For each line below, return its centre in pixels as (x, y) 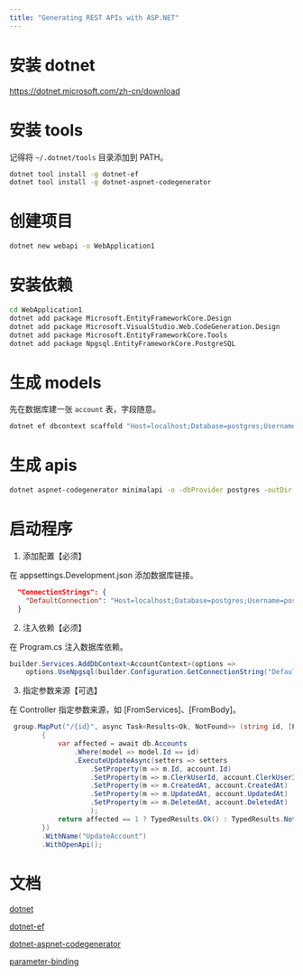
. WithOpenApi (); (72, 845)
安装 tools (46, 130)
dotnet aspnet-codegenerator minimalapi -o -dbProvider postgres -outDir (151, 490)
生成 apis (43, 465)
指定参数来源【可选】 (62, 690)
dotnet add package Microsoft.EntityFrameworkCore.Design (120, 318)
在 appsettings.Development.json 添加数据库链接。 (104, 575)
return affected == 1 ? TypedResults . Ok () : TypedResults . (170, 819)
